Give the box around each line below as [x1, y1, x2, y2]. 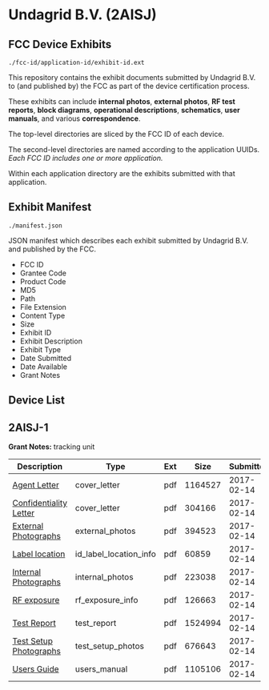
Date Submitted [19, 353, 72, 363]
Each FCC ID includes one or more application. [8, 154, 163, 162]
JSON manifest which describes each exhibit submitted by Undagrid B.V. [8, 235, 249, 245]
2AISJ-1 [8, 420, 49, 434]
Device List [8, 394, 66, 407]
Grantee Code [19, 268, 66, 278]
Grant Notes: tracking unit [8, 442, 95, 451]
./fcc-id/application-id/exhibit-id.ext [8, 58, 146, 66]
